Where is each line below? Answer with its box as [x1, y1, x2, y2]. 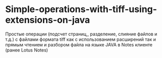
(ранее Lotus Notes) [5, 47, 48, 53]
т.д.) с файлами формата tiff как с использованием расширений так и [5, 36, 156, 42]
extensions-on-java [5, 14, 90, 26]
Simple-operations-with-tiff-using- [5, 4, 157, 15]
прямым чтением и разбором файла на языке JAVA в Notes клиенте [5, 41, 153, 47]
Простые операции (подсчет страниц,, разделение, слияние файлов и [5, 31, 157, 37]
